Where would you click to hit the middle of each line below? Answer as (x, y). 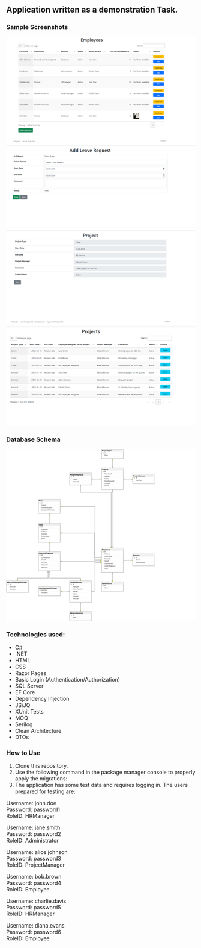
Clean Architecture (38, 731)
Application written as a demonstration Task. (92, 10)
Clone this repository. (41, 766)
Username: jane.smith (33, 827)
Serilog (24, 724)
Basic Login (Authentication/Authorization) (67, 680)
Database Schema (34, 439)
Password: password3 (34, 859)
